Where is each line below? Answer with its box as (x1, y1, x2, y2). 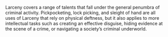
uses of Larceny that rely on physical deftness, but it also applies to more (5, 15, 159, 21)
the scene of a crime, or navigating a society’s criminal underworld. (5, 26, 147, 32)
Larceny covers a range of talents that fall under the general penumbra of (5, 5, 160, 10)
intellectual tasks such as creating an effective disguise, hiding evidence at (5, 20, 163, 26)
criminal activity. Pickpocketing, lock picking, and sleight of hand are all (5, 10, 156, 16)
